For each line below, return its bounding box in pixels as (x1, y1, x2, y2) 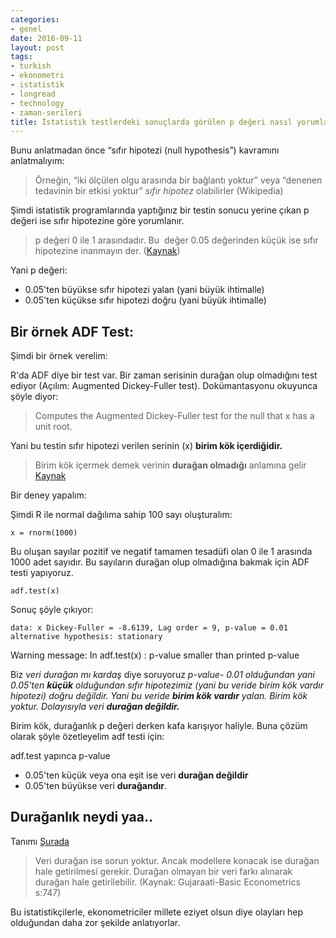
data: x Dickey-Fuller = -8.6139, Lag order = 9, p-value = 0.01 (10, 623, 288, 633)
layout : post (10, 42, 65, 53)
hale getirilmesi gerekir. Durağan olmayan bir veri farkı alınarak (34, 865, 293, 877)
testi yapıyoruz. (10, 567, 74, 579)
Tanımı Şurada (10, 835, 70, 847)
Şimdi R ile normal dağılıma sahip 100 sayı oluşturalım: (10, 509, 233, 521)
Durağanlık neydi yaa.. (10, 809, 153, 826)
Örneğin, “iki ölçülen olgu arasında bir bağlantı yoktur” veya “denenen (34, 174, 323, 186)
